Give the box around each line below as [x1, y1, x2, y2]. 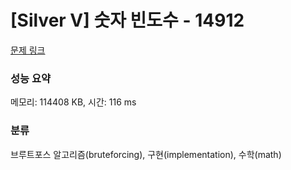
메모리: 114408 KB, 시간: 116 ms [10, 96, 137, 108]
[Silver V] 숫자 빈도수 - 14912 [10, 9, 245, 32]
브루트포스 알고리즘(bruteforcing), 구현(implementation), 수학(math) [10, 148, 282, 160]
